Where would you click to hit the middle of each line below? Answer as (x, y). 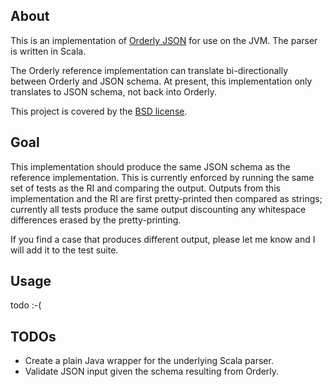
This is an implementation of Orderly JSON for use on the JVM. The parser (164, 40)
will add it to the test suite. (64, 250)
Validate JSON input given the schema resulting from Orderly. (152, 371)
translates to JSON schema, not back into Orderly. (113, 91)
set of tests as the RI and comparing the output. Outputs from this (145, 188)
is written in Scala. (48, 51)
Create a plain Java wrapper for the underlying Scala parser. (149, 361)
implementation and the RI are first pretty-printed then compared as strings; (166, 198)
